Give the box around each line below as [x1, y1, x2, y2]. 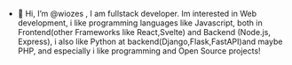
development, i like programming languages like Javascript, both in [17, 18, 264, 28]
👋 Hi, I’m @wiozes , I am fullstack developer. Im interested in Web [17, 9, 257, 18]
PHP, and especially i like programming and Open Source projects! [17, 46, 261, 56]
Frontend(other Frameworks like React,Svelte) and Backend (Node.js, [17, 27, 271, 37]
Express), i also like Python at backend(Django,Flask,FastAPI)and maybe [17, 36, 283, 47]
